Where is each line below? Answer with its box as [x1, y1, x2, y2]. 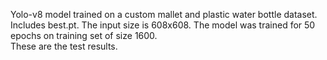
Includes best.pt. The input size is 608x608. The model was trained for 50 [10, 19, 316, 31]
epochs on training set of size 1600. [10, 30, 158, 41]
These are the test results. [10, 40, 118, 52]
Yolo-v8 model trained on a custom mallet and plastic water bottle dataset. [10, 9, 318, 20]
